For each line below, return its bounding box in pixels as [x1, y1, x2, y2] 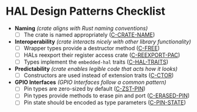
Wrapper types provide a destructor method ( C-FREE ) [23, 45, 160, 51]
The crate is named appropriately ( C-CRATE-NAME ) [23, 31, 155, 38]
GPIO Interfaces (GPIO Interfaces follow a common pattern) [14, 78, 166, 86]
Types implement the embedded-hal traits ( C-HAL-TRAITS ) [23, 58, 169, 65]
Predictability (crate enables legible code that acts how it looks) [14, 65, 178, 73]
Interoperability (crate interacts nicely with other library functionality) [14, 38, 191, 45]
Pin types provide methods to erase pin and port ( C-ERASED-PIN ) [23, 92, 190, 99]
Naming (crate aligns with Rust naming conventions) [14, 24, 148, 32]
